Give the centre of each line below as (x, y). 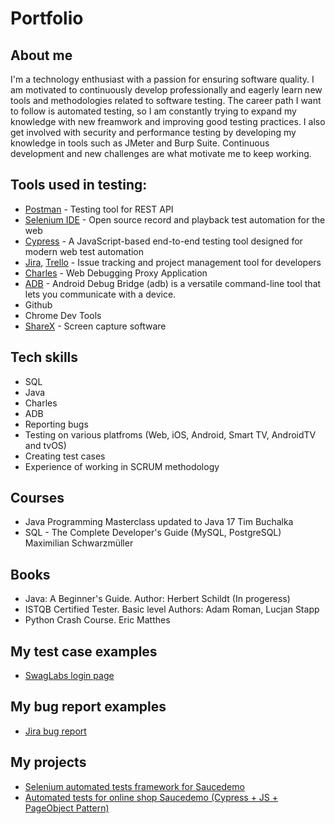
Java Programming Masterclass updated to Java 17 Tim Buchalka (159, 522)
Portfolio (47, 18)
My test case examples (84, 651)
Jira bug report (55, 731)
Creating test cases (65, 456)
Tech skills (44, 357)
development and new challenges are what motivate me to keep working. (161, 153)
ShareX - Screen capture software (95, 326)
